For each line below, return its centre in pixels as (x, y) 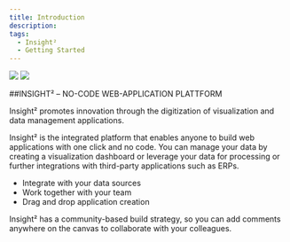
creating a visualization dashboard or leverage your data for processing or (145, 157)
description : (33, 26)
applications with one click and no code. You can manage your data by (138, 147)
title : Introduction (47, 17)
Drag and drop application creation (86, 202)
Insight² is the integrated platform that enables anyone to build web (132, 137)
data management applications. (67, 121)
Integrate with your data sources (82, 183)
